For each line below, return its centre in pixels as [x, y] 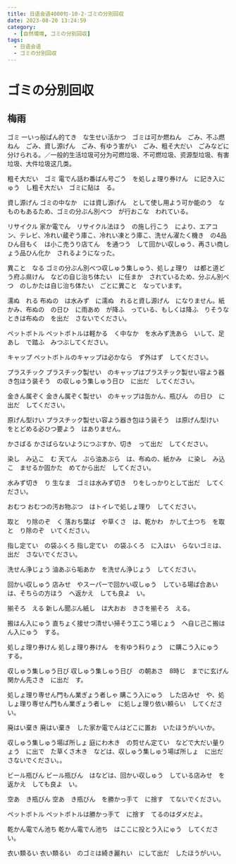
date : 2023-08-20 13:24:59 [47, 21]
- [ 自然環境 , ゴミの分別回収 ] [52, 34]
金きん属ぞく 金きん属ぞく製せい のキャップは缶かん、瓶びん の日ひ [110, 396]
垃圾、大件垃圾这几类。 [41, 163]
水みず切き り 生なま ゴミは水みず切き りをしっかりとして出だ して [113, 482]
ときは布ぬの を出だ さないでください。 [69, 318]
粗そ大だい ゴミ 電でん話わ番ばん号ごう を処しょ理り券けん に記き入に [116, 178]
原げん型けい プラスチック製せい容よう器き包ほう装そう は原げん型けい [113, 420]
